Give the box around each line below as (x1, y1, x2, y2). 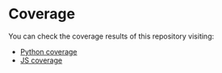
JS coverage (19, 55, 63, 65)
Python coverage (19, 47, 78, 56)
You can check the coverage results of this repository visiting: (8, 31, 215, 41)
